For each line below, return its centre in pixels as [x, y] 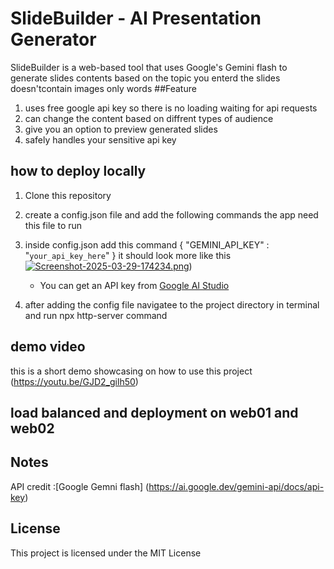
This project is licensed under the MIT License [106, 553]
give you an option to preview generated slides [121, 129]
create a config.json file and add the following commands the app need [171, 214]
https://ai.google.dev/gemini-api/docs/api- [236, 486]
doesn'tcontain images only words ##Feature [103, 88]
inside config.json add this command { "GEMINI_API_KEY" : [147, 244]
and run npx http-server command [96, 315]
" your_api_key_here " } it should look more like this [128, 255]
